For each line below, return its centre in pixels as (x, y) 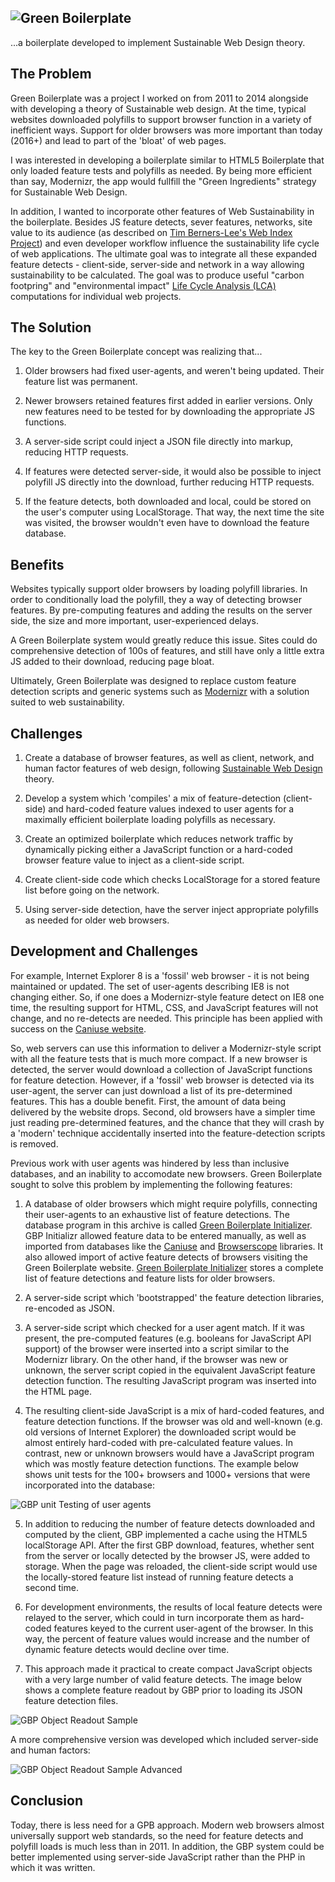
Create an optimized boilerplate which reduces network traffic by (159, 839)
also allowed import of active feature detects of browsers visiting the (166, 1257)
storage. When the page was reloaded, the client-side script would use (171, 1566)
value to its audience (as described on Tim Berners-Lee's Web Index (151, 232)
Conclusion (47, 1801)
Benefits (37, 564)
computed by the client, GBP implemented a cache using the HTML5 (166, 1534)
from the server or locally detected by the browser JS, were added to (167, 1555)
